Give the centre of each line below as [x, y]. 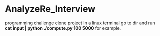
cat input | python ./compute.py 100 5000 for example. [63, 28]
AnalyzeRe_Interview [50, 9]
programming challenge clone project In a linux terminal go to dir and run [80, 23]
